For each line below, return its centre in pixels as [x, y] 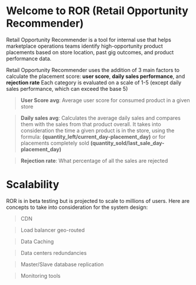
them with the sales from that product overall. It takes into [91, 124]
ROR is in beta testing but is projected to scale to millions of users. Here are [98, 201]
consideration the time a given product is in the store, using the [97, 130]
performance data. [29, 58]
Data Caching [37, 241]
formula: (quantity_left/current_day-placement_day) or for [93, 136]
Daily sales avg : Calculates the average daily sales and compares [101, 118]
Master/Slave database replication [62, 264]
